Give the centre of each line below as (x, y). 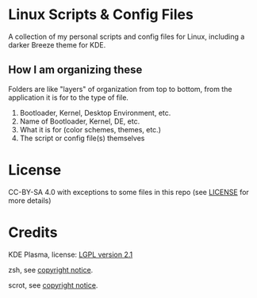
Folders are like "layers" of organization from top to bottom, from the (120, 89)
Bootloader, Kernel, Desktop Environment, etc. (95, 113)
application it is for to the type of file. (69, 97)
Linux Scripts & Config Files (101, 15)
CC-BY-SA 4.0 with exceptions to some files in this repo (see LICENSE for (129, 192)
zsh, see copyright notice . (51, 269)
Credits (33, 232)
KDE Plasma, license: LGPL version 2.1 (71, 254)
